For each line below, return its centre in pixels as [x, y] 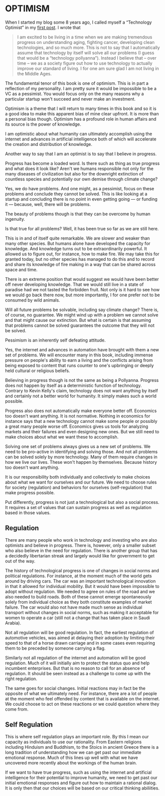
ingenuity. [15, 219]
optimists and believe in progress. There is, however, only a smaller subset [81, 545]
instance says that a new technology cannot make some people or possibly [81, 421]
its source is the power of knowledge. [43, 124]
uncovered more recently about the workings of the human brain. [71, 762]
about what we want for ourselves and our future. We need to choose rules [81, 482]
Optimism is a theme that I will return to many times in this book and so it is [81, 108]
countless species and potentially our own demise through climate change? [82, 179]
